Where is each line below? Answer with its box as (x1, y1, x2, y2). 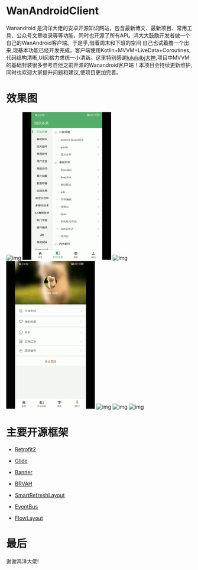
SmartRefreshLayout (14, 491, 65, 498)
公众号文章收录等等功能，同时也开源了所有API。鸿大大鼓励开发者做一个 (16, 31, 191, 39)
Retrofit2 (14, 445, 37, 453)
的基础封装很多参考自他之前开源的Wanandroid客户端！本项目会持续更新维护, (6, 61, 193, 69)
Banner (14, 468, 33, 475)
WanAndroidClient (6, 4, 99, 18)
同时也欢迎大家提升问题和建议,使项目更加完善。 (6, 69, 122, 76)
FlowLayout (14, 514, 43, 522)
